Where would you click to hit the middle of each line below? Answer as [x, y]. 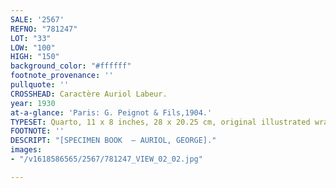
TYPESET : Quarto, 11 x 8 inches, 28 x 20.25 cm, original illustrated [160, 122]
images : [26, 150]
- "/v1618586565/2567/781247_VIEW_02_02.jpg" [106, 159]
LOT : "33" [31, 38]
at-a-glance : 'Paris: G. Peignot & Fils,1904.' [111, 112]
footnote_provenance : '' [62, 76]
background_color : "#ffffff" [71, 66]
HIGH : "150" [35, 57]
